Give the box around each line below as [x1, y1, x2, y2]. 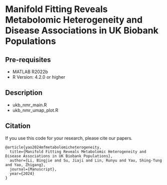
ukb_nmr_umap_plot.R [12, 107, 58, 113]
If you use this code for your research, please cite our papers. [5, 135, 132, 141]
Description [5, 89, 42, 97]
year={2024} [9, 171, 35, 176]
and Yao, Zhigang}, [5, 162, 46, 167]
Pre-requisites [5, 55, 51, 64]
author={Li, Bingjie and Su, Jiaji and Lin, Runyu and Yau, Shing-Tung [9, 158, 162, 163]
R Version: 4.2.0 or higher [12, 74, 65, 80]
